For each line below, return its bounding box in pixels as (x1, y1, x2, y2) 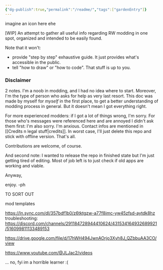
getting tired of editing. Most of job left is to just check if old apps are (5, 157, 144, 164)
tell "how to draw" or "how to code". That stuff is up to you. (12, 64, 131, 70)
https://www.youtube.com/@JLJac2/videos (5, 249, 93, 255)
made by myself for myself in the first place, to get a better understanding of (5, 98, 159, 104)
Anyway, (5, 172, 22, 178)
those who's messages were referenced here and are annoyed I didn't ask (5, 118, 154, 124)
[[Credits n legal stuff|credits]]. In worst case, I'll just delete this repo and (5, 128, 152, 134)
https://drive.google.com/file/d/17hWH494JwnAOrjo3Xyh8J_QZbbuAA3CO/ (5, 235, 157, 241)
